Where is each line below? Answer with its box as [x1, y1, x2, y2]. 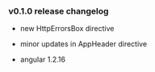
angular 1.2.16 [19, 54, 66, 65]
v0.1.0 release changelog [8, 6, 109, 17]
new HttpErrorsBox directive [19, 24, 115, 34]
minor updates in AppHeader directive [19, 39, 148, 49]
